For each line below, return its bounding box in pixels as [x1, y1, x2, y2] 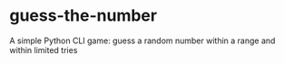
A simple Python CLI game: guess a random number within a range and [9, 35, 276, 46]
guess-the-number [9, 5, 157, 26]
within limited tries [9, 44, 78, 55]
